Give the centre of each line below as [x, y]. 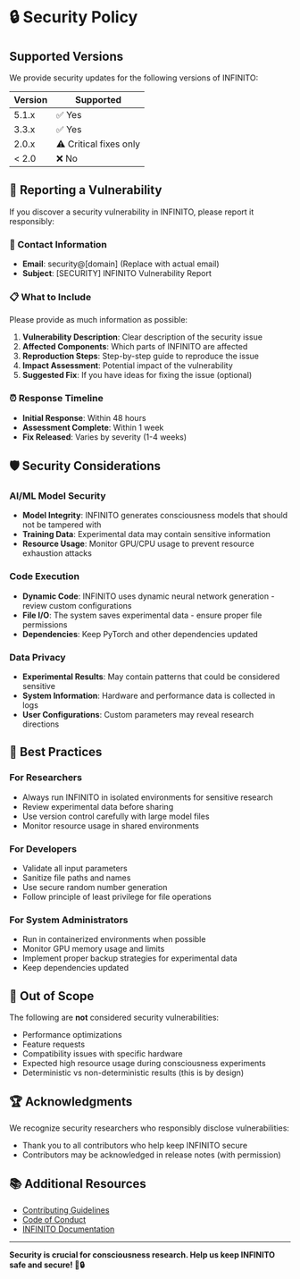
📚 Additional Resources [78, 1184]
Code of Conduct [54, 1219]
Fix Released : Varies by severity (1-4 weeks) [104, 437]
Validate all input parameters [75, 868]
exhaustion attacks [57, 553]
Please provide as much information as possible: [99, 320]
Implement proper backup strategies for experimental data [130, 958]
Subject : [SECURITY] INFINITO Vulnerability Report [117, 273]
